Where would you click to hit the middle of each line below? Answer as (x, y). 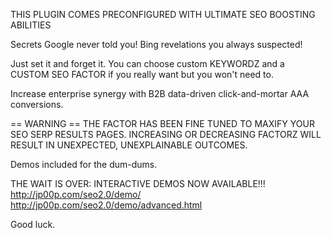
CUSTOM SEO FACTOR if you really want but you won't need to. (142, 74)
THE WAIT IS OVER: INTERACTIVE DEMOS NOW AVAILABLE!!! (138, 183)
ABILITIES (31, 25)
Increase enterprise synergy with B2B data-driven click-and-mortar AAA (160, 93)
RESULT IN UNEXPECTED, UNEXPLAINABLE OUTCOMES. (129, 145)
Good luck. (33, 224)
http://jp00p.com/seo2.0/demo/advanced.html (106, 205)
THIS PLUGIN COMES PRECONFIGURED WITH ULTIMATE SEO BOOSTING (163, 14)
